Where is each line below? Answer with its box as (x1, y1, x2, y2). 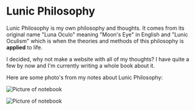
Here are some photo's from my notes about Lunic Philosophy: (6, 74, 163, 81)
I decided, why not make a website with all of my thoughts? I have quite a (6, 55, 190, 63)
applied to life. (6, 44, 43, 51)
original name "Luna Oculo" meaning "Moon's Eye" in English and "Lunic (6, 30, 188, 38)
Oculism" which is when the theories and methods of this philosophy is (6, 37, 184, 44)
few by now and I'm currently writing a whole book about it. (6, 62, 155, 69)
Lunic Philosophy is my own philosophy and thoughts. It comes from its (6, 24, 185, 32)
